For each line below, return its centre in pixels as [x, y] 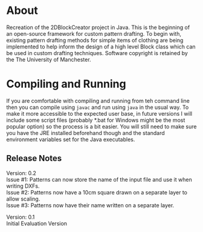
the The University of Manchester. [49, 59]
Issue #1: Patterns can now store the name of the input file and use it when [99, 179]
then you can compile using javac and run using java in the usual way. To [98, 107]
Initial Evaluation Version [37, 223]
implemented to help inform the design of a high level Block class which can [101, 47]
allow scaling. [23, 199]
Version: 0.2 [21, 173]
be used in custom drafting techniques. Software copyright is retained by [97, 53]
